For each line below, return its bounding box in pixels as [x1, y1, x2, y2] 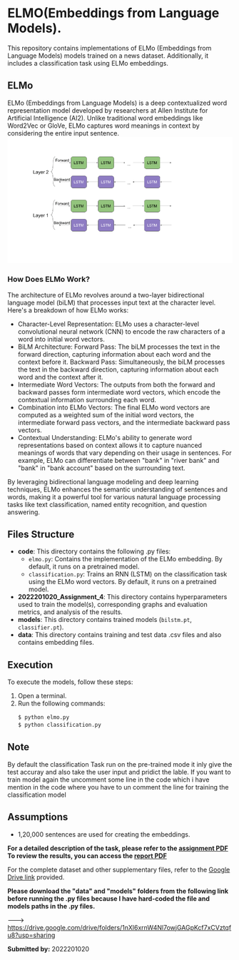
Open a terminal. [17, 692, 67, 700]
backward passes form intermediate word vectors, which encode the [17, 387, 221, 397]
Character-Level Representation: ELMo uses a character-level [17, 320, 200, 328]
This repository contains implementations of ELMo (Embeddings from [7, 44, 212, 52]
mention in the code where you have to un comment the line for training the [7, 782, 229, 791]
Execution [7, 658, 54, 671]
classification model [7, 790, 66, 799]
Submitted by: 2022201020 [7, 944, 90, 953]
